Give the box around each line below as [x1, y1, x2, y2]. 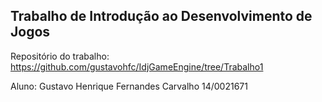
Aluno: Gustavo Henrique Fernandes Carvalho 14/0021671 [10, 80, 248, 92]
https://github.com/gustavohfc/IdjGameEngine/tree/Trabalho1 [10, 60, 264, 73]
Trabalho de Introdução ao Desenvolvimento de [10, 8, 313, 25]
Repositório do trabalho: [10, 50, 110, 62]
